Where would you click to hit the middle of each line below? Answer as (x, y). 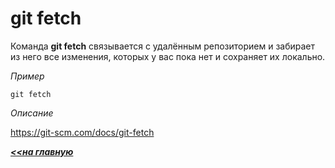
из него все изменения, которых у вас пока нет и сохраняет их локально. (168, 56)
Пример (27, 76)
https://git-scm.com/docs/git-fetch (82, 132)
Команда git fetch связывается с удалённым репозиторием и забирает (163, 46)
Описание (32, 113)
